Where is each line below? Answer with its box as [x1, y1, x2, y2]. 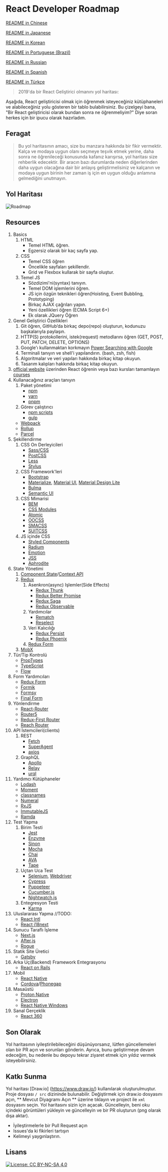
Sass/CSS [28, 447, 49, 453]
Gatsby [20, 954, 36, 960]
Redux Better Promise [35, 593, 81, 599]
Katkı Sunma [6, 1072, 47, 1081]
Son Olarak [6, 1028, 41, 1037]
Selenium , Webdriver [28, 873, 72, 879]
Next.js [20, 932, 36, 939]
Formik [20, 684, 35, 691]
